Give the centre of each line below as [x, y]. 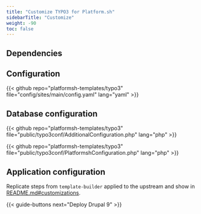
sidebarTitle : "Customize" [40, 18]
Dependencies [34, 53]
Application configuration [56, 172]
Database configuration [52, 113]
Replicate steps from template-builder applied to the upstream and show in [100, 186]
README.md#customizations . [43, 193]
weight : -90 [21, 23]
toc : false [20, 29]
